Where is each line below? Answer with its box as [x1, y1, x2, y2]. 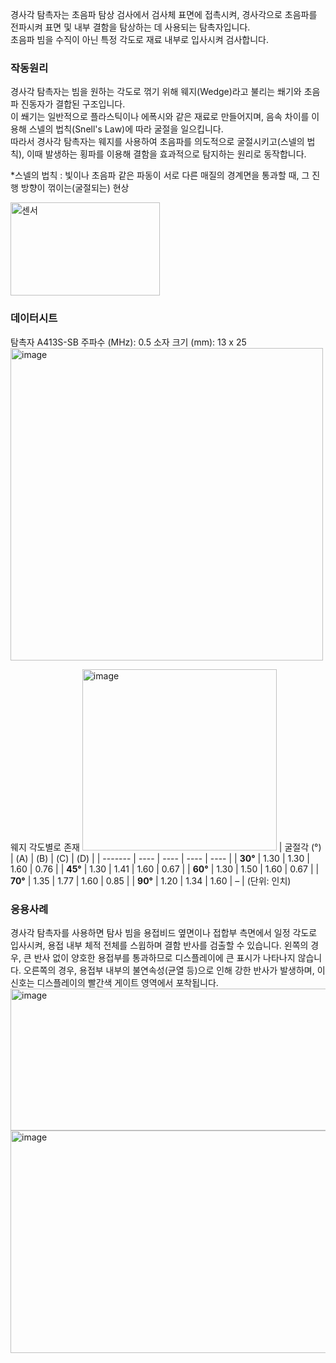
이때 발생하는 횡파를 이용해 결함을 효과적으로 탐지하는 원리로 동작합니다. [26, 148, 307, 160]
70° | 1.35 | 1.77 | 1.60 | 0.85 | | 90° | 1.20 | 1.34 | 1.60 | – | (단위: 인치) [10, 874, 292, 887]
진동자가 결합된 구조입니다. [20, 98, 126, 110]
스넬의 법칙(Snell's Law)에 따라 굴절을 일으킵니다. [28, 123, 224, 135]
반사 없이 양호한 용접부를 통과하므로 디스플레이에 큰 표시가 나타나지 [33, 951, 296, 963]
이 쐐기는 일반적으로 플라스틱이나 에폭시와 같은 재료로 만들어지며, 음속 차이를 [10, 111, 310, 123]
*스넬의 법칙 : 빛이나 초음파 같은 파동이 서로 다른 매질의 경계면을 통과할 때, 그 [10, 169, 310, 182]
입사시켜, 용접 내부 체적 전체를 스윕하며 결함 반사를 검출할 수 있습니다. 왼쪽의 [10, 939, 309, 951]
